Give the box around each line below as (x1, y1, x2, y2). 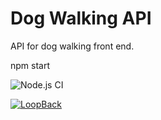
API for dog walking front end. (10, 40, 135, 52)
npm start (10, 59, 51, 71)
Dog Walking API (10, 7, 152, 30)
